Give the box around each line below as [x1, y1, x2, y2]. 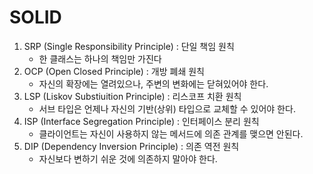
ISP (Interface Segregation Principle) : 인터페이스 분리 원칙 [23, 115, 260, 127]
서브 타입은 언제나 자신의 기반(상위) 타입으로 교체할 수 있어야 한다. [38, 102, 296, 115]
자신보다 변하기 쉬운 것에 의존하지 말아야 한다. [38, 152, 218, 165]
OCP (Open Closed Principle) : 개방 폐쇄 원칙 [23, 65, 205, 77]
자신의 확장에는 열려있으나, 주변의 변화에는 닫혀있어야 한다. [38, 77, 269, 90]
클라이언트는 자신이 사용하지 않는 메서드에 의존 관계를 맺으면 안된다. [38, 127, 304, 140]
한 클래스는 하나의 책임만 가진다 [38, 52, 162, 65]
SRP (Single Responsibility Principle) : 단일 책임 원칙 [23, 40, 235, 52]
